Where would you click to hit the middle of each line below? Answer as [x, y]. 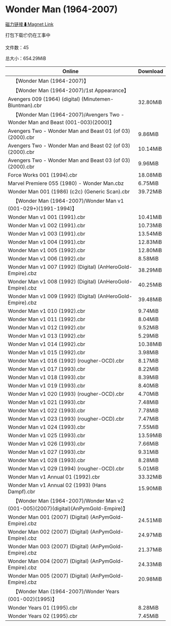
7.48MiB [148, 402]
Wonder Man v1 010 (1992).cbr [47, 311]
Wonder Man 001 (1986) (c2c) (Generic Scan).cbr [69, 191]
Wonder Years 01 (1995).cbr [43, 608]
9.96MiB [148, 163]
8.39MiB [148, 377]
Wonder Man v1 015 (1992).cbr [47, 352]
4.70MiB [148, 394]
